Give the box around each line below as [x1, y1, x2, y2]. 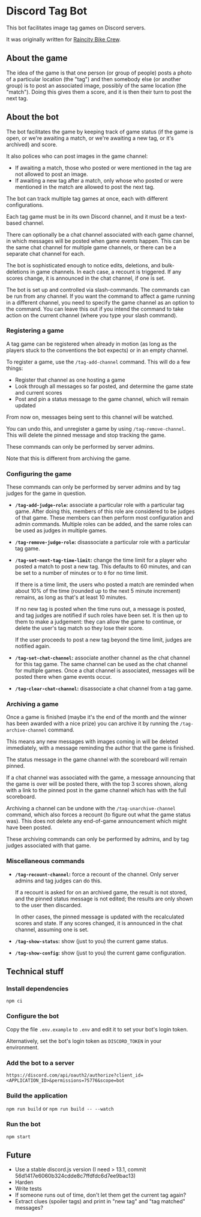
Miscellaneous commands [6, 857, 85, 866]
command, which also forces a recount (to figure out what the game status [6, 811, 191, 818]
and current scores [14, 389, 62, 396]
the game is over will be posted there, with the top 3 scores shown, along [6, 780, 188, 788]
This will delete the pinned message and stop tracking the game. [6, 431, 166, 439]
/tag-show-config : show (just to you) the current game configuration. [14, 949, 186, 956]
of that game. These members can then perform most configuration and [14, 514, 193, 521]
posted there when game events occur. [14, 673, 112, 681]
